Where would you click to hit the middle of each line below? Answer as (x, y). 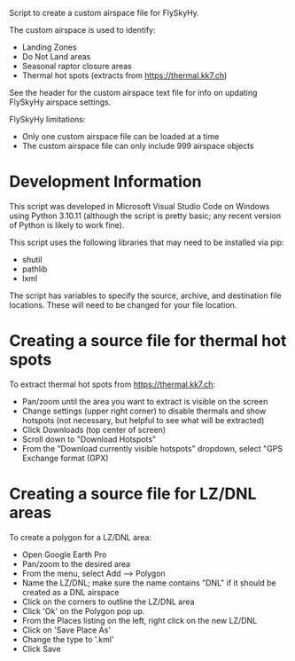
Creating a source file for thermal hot (148, 341)
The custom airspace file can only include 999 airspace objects (138, 146)
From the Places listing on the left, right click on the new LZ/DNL (140, 620)
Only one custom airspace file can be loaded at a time (120, 136)
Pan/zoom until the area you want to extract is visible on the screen (145, 401)
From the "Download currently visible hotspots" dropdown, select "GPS (152, 448)
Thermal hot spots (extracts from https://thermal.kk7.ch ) (124, 75)
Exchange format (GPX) (65, 458)
